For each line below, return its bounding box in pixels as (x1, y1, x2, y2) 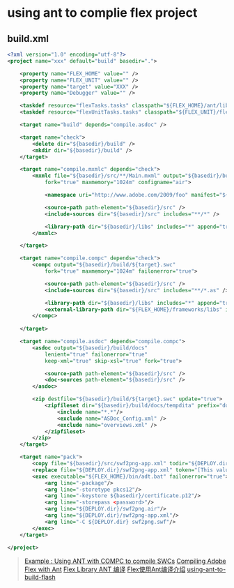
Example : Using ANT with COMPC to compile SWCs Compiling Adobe (24, 557, 226, 566)
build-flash (24, 573, 56, 582)
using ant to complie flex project (7, 5, 198, 21)
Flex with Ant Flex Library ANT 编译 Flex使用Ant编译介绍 (24, 565, 186, 573)
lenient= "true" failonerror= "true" (44, 351, 148, 358)
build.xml (7, 33, 49, 45)
